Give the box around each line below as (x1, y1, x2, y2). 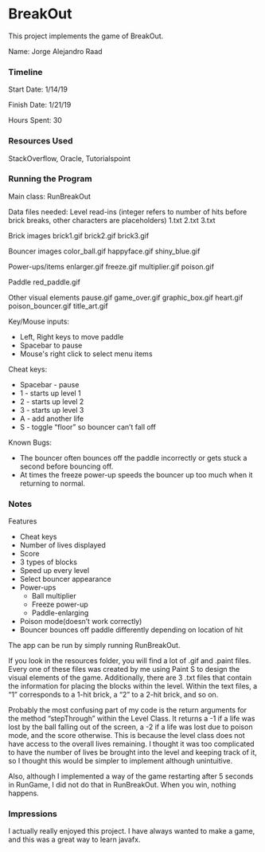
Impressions (8, 808, 57, 819)
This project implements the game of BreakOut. (8, 31, 164, 41)
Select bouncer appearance (19, 575, 111, 584)
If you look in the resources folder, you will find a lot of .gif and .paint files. (8, 656, 251, 666)
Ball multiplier (31, 591, 77, 601)
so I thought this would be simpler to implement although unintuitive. (8, 756, 233, 766)
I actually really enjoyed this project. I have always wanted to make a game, (8, 826, 255, 836)
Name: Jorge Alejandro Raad (8, 46, 103, 56)
